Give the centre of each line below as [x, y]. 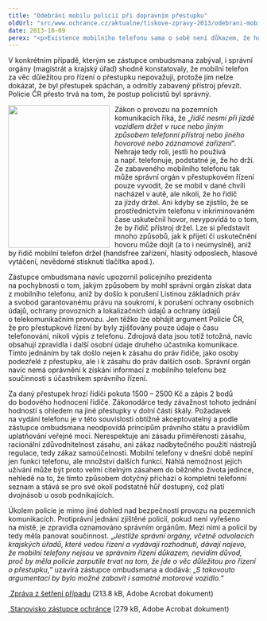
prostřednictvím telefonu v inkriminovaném [185, 211]
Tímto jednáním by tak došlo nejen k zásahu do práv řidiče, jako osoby [124, 353]
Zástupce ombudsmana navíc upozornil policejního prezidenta [110, 277]
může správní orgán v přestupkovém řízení [184, 177]
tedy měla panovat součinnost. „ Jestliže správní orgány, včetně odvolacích [131, 536]
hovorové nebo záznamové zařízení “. [176, 143]
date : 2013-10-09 [37, 30]
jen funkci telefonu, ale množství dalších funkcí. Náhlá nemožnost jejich [125, 461]
